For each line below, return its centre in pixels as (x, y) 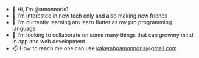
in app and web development (48, 41)
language (24, 28)
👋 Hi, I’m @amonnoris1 (40, 9)
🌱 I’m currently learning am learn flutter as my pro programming (92, 22)
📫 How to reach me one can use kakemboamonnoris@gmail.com (94, 48)
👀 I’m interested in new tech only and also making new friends (90, 16)
